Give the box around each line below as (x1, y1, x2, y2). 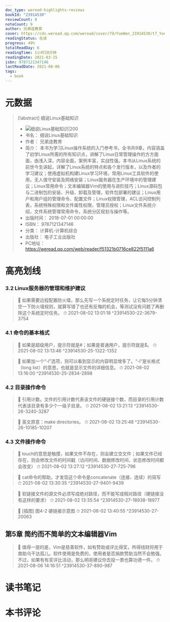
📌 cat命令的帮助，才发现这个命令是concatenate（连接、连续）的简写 (17, 474, 161, 481)
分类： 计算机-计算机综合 (25, 227, 77, 233)
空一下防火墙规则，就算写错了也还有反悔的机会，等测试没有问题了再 (17, 304, 160, 310)
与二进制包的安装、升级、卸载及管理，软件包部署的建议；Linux (25, 189, 157, 195)
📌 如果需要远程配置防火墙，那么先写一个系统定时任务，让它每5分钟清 (17, 297, 162, 303)
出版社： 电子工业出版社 (25, 233, 76, 240)
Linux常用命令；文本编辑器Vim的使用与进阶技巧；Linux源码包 (34, 183, 162, 189)
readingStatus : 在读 (5, 36, 47, 41)
